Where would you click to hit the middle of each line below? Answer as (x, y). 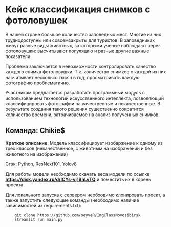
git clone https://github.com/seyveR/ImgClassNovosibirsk (78, 215)
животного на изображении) (37, 154)
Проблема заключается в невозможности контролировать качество (81, 66)
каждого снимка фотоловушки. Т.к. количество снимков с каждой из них (86, 72)
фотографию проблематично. (38, 83)
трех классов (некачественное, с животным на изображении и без (79, 148)
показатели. (18, 56)
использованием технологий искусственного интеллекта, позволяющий (85, 98)
